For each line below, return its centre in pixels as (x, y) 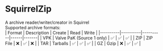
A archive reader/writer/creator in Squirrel (47, 22)
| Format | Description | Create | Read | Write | (51, 33)
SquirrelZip (28, 9)
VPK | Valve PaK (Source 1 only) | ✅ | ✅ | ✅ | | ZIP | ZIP (98, 38)
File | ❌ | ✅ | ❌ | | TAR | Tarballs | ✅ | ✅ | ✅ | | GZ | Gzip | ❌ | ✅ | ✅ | (73, 43)
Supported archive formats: (33, 27)
